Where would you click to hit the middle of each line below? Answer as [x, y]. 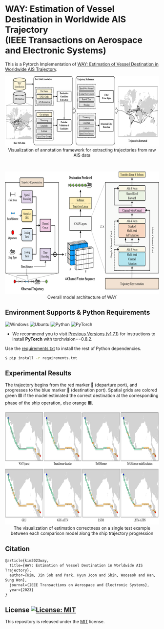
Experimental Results [38, 373]
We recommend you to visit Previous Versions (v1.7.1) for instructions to [84, 334]
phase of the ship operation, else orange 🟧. [49, 403]
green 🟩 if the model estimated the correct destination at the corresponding [82, 396]
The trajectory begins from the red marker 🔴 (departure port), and [71, 385]
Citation [18, 549]
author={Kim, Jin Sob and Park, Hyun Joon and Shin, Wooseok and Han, [83, 575]
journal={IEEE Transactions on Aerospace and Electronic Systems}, [80, 585]
